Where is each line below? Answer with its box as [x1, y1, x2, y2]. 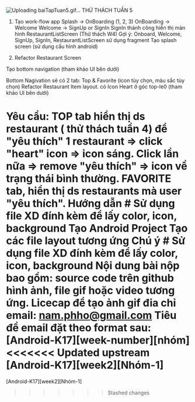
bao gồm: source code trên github [6, 272, 174, 285]
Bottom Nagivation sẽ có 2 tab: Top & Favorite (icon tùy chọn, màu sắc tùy [6, 77, 185, 84]
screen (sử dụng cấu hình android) [14, 43, 98, 50]
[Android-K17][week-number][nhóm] [6, 334, 190, 347]
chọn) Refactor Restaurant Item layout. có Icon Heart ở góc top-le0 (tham [6, 83, 183, 90]
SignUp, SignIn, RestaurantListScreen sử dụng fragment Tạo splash [14, 37, 177, 43]
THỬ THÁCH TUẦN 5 [81, 7, 133, 13]
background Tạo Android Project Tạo [6, 222, 188, 235]
